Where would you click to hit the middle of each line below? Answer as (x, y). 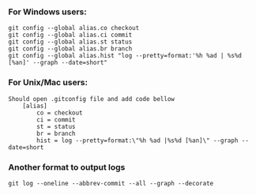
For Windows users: (47, 12)
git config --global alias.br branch (70, 49)
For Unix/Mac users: (48, 83)
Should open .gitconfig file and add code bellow (92, 99)
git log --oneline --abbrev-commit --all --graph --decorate (111, 183)
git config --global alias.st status (70, 42)
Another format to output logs (67, 167)
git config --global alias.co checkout (74, 28)
